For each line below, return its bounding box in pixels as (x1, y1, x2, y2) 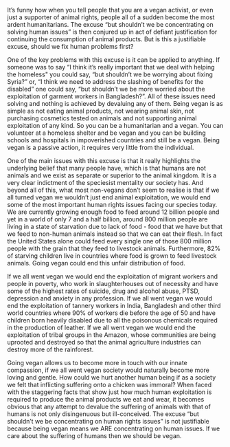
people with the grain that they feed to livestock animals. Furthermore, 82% (7, 244, 221, 252)
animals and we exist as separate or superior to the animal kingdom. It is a (7, 171, 217, 179)
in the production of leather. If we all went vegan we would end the (7, 323, 196, 331)
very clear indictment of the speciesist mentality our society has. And (7, 179, 204, 186)
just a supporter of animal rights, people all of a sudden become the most (7, 13, 215, 21)
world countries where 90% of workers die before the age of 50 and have (7, 309, 216, 317)
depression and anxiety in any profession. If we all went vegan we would (7, 294, 213, 302)
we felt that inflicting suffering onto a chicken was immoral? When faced (7, 381, 212, 389)
